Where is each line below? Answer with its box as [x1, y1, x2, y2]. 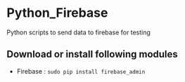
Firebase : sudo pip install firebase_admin [16, 67, 146, 75]
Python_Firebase [6, 5, 108, 21]
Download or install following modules [6, 48, 179, 60]
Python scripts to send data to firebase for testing [6, 28, 151, 36]
